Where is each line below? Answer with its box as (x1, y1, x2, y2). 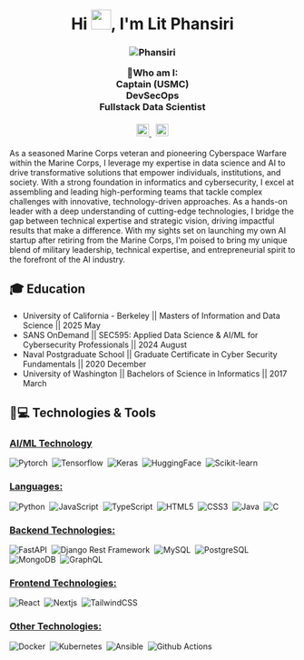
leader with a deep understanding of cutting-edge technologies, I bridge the (9, 205, 295, 216)
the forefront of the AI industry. (9, 254, 125, 265)
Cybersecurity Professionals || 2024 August (22, 339, 188, 350)
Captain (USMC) (115, 78, 190, 91)
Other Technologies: (9, 620, 103, 633)
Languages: (9, 480, 64, 493)
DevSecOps (125, 89, 180, 102)
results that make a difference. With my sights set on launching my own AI (9, 225, 287, 235)
